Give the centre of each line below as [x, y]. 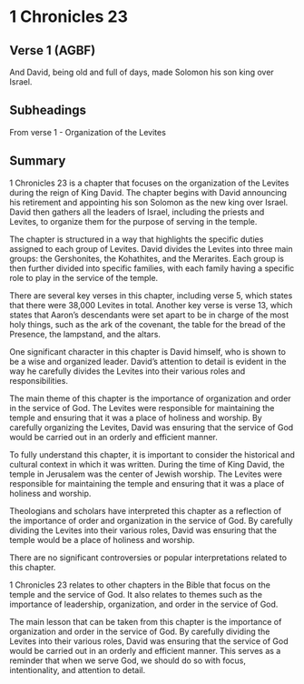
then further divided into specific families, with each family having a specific [152, 268]
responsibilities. [39, 380]
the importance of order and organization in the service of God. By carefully [151, 520]
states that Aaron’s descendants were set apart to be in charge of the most [149, 315]
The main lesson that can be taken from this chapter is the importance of [146, 621]
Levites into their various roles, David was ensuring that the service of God [149, 641]
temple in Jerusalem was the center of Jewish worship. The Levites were [146, 474]
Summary [38, 161]
